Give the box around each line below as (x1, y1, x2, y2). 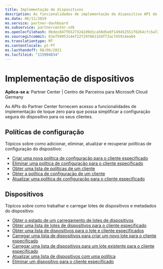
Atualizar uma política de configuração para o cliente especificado (12, 176, 145, 182)
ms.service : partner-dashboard (5, 20, 68, 26)
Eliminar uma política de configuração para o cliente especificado (12, 160, 144, 166)
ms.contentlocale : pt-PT (5, 43, 55, 48)
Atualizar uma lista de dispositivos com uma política (12, 253, 116, 259)
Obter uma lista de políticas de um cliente (12, 166, 96, 172)
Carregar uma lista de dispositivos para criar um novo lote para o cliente (12, 233, 157, 238)
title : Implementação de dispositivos (5, 7, 83, 12)
